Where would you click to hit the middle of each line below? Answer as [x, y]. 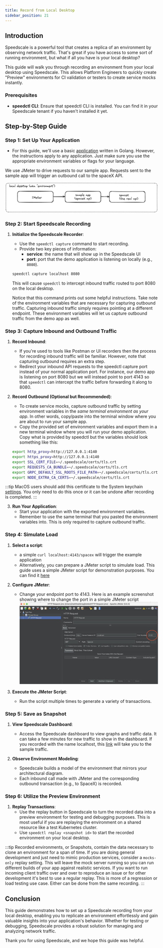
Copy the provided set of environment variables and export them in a [88, 427]
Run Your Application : [34, 506]
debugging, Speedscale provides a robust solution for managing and [73, 926]
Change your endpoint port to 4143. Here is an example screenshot [86, 594]
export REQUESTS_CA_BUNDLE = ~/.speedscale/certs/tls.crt [70, 467]
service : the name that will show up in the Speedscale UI [83, 254]
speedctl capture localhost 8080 [46, 274]
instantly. [14, 83]
